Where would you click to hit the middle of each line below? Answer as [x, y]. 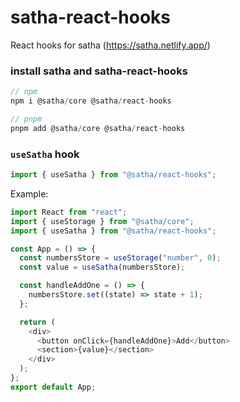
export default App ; [53, 387]
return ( [37, 322]
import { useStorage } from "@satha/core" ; [102, 221]
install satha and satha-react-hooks [99, 71]
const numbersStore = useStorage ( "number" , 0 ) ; [120, 258]
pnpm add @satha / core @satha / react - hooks [98, 128]
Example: [29, 193]
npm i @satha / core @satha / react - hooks [91, 101]
